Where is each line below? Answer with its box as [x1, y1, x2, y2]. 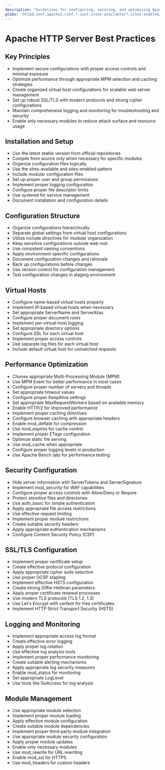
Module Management [5, 694, 72, 703]
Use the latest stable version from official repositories [12, 151, 121, 156]
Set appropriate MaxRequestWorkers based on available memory [12, 400, 144, 405]
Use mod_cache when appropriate [12, 441, 82, 447]
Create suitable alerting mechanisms [12, 659, 87, 665]
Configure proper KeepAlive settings [12, 394, 86, 400]
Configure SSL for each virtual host [12, 330, 84, 336]
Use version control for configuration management [12, 267, 115, 273]
